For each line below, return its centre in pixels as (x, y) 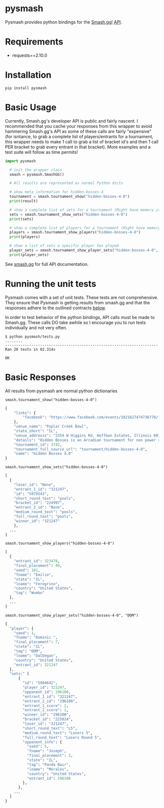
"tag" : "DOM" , (28, 651)
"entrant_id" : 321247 (36, 665)
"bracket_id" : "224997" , (39, 503)
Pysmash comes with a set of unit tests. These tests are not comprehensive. (82, 297)
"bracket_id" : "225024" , (48, 719)
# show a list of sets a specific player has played (64, 246)
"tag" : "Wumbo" (29, 593)
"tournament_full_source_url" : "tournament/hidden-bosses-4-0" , (81, 449)
